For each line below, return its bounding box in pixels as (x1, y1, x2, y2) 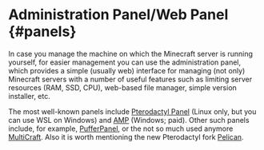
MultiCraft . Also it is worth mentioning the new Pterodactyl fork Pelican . (8, 132, 244, 141)
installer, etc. (8, 91, 50, 101)
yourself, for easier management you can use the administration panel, (8, 57, 242, 67)
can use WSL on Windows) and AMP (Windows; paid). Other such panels (8, 115, 250, 124)
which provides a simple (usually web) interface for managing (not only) (8, 65, 246, 75)
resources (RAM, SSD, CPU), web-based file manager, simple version (8, 82, 238, 93)
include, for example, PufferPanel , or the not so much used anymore (8, 124, 234, 133)
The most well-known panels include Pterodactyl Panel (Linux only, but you (8, 106, 257, 116)
